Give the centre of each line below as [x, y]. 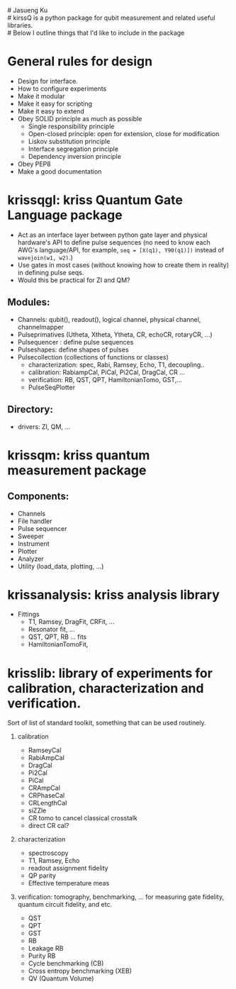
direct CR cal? [49, 826]
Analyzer [30, 559]
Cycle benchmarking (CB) [66, 963]
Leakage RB [46, 949]
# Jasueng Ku [28, 10]
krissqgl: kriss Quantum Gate [95, 200]
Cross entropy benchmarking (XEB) [80, 971]
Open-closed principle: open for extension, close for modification [124, 133]
